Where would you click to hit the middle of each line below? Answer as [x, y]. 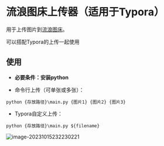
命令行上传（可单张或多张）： [49, 90]
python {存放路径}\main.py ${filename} [53, 126]
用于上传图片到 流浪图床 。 [37, 29]
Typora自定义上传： [38, 113]
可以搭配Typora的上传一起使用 [43, 42]
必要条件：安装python [42, 77]
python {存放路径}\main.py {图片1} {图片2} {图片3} [66, 102]
